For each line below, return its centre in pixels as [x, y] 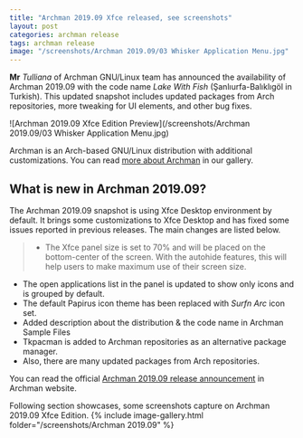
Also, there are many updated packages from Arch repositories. [141, 361]
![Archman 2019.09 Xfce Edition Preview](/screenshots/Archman [130, 124]
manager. [40, 351]
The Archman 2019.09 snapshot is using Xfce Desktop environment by [141, 210]
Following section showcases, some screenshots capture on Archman [140, 405]
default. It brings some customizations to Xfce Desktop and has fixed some [149, 220]
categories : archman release [64, 34]
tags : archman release [52, 43]
